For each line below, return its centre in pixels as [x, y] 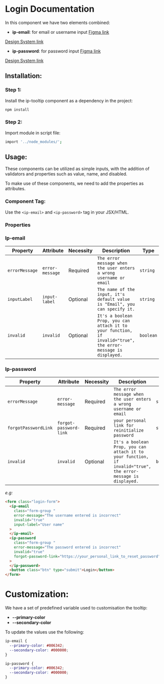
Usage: [16, 157]
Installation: [24, 76]
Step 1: [13, 90]
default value [114, 299]
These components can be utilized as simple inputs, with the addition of [77, 169]
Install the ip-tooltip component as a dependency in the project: [69, 100]
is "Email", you [116, 304]
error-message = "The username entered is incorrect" [67, 515]
